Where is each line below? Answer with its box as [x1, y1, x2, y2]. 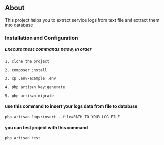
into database [5, 22, 33, 28]
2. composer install [5, 67, 48, 72]
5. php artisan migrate [5, 93, 54, 98]
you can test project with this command [5, 124, 88, 130]
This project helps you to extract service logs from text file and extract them [5, 17, 160, 23]
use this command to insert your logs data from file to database [5, 103, 138, 109]
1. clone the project [5, 59, 50, 64]
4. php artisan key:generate [5, 84, 65, 90]
